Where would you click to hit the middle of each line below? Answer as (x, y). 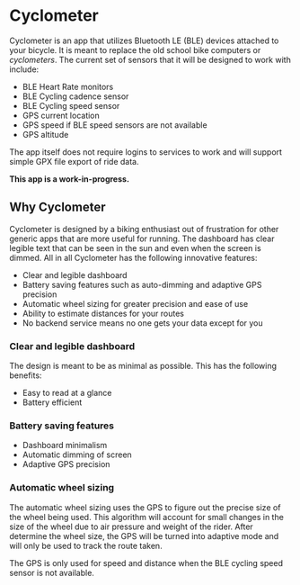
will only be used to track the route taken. (86, 545)
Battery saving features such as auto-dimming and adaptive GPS (142, 284)
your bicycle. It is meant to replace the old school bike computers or (135, 49)
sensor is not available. (52, 572)
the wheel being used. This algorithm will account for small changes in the (147, 517)
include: (24, 69)
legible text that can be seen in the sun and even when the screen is (136, 247)
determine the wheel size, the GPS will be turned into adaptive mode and (144, 535)
